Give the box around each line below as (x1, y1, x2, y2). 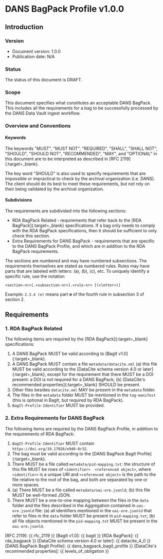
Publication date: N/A (12, 54, 55, 59)
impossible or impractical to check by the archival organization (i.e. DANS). (5, 175, 155, 181)
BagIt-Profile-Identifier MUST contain (12, 440, 95, 446)
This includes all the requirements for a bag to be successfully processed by (5, 105, 159, 111)
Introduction (5, 23, 44, 31)
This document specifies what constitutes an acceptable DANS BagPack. (5, 100, 152, 106)
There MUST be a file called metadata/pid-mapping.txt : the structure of (12, 461, 156, 467)
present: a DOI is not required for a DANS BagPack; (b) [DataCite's (12, 376, 145, 383)
